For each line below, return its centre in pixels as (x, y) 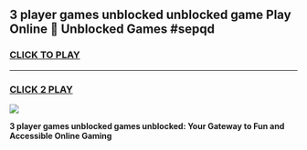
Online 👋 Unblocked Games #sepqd (112, 30)
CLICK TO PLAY (45, 55)
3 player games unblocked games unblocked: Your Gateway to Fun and (147, 125)
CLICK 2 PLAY (41, 89)
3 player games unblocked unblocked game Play (150, 15)
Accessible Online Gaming (61, 135)
